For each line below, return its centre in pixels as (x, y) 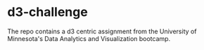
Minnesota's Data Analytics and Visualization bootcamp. (89, 38)
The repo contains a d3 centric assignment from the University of (102, 31)
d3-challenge (47, 12)
